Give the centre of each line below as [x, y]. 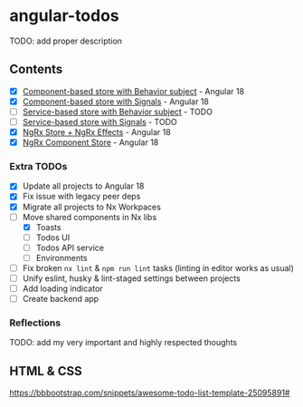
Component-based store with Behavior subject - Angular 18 [133, 91]
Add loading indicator [62, 289]
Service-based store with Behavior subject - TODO [117, 111]
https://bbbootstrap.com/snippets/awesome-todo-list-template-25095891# [150, 393]
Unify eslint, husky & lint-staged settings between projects [132, 278]
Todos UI [53, 237]
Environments [62, 257]
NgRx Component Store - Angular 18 [90, 142]
